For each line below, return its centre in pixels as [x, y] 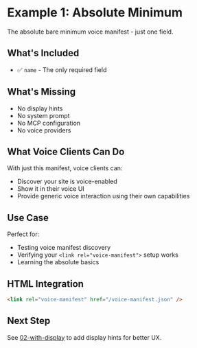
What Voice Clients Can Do [66, 151]
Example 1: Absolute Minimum [95, 13]
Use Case [28, 218]
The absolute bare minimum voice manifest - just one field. [90, 32]
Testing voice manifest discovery [64, 248]
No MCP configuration [49, 123]
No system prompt [43, 115]
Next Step [29, 321]
